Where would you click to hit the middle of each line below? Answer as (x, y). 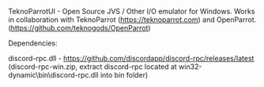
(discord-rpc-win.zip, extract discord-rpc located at (93, 67)
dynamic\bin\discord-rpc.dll (53, 75)
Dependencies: (33, 43)
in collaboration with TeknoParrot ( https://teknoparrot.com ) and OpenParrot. (132, 20)
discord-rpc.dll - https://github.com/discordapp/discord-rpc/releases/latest (131, 58)
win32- (190, 67)
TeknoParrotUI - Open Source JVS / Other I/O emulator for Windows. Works (132, 11)
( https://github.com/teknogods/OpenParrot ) (80, 28)
